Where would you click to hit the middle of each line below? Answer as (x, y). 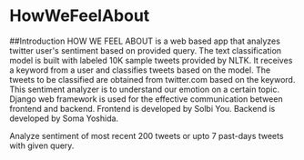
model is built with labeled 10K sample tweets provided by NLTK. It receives (151, 60)
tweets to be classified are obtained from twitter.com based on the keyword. (152, 79)
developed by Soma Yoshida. (64, 118)
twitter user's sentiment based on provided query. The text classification (146, 50)
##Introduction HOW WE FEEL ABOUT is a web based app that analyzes (145, 41)
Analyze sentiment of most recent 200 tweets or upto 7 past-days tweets (147, 135)
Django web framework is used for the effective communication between (147, 99)
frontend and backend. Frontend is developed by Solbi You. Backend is (142, 108)
